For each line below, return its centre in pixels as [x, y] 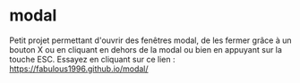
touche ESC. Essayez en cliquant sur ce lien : [92, 59]
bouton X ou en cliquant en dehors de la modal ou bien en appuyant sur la [146, 49]
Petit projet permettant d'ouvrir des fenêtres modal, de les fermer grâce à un [150, 40]
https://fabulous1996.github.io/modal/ [79, 69]
